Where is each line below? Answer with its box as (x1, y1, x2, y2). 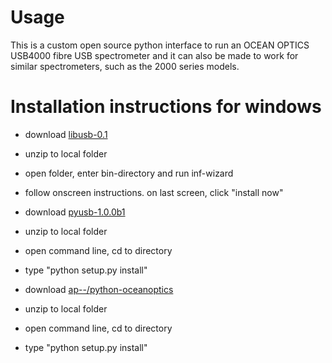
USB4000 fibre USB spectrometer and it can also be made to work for (10, 49, 299, 61)
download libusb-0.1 (24, 128, 108, 140)
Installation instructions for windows (10, 96, 322, 118)
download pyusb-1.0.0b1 (24, 206, 126, 218)
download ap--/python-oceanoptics (24, 283, 174, 295)
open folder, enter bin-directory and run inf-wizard (24, 167, 234, 179)
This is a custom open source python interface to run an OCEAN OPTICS (10, 39, 310, 51)
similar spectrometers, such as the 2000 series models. (10, 60, 240, 72)
